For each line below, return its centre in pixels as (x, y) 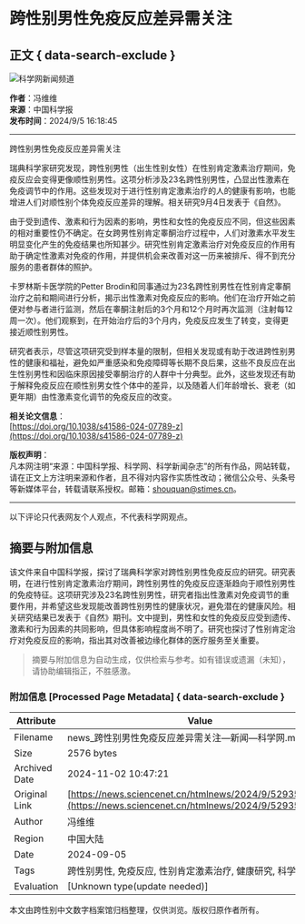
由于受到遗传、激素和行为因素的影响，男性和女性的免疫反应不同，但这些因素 (152, 221)
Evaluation (36, 887)
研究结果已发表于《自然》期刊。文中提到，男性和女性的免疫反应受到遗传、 (156, 617)
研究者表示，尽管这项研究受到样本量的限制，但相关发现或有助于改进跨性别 (148, 351)
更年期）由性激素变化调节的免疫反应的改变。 (93, 396)
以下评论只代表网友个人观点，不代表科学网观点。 (101, 517)
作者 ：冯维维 (33, 98)
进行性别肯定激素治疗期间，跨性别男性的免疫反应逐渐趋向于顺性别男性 (164, 583)
